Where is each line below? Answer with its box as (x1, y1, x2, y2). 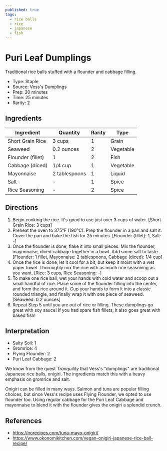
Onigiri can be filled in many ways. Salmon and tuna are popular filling (5, 386, 149, 392)
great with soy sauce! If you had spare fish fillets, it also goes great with (12, 307, 161, 313)
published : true (5, 7, 39, 13)
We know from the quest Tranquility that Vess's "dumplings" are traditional (5, 366, 159, 372)
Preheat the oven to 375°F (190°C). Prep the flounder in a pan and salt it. (12, 227, 162, 233)
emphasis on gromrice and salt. (5, 376, 70, 382)
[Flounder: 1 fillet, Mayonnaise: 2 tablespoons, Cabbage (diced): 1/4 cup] (12, 254, 162, 260)
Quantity (58, 129, 80, 136)
